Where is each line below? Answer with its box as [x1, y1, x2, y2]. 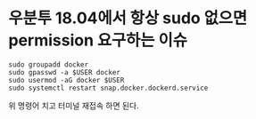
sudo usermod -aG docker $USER [8, 75, 125, 84]
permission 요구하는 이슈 [8, 30, 188, 51]
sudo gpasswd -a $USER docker [8, 67, 121, 76]
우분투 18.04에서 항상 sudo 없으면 [8, 8, 248, 28]
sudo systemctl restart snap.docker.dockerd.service [8, 83, 209, 92]
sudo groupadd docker [8, 59, 89, 69]
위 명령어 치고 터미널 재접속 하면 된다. [8, 99, 139, 111]
